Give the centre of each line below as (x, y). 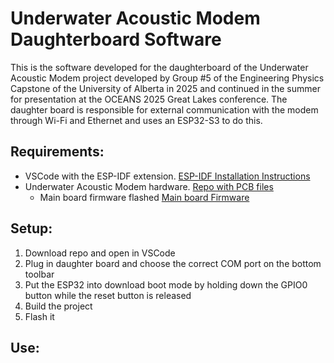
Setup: (31, 228)
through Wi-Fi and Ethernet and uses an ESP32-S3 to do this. (136, 120)
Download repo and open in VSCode (100, 253)
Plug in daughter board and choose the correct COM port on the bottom (173, 263)
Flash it (39, 316)
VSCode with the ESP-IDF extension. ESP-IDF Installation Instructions (167, 176)
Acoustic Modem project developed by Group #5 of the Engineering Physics (167, 78)
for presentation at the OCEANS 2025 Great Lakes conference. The (149, 99)
